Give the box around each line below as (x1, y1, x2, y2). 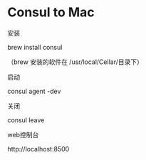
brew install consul (7, 43, 63, 51)
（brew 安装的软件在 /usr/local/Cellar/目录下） (7, 58, 144, 66)
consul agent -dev (7, 87, 61, 95)
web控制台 (7, 130, 39, 139)
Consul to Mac (7, 4, 95, 21)
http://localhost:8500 (7, 144, 70, 153)
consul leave (7, 115, 45, 124)
